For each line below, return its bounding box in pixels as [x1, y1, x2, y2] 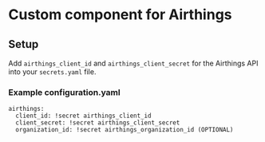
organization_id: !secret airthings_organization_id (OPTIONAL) [15, 126, 234, 134]
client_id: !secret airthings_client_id [15, 112, 152, 120]
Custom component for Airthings [8, 6, 233, 24]
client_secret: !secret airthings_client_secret [15, 119, 180, 127]
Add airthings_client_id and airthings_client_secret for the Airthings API [8, 58, 259, 68]
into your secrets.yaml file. [8, 67, 97, 77]
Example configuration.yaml [8, 86, 121, 97]
